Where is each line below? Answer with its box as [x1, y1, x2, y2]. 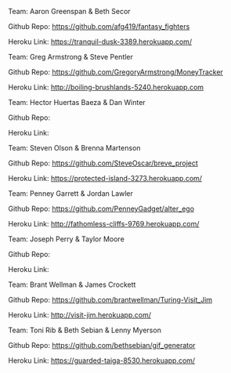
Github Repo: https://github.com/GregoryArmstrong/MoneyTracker [8, 67, 223, 77]
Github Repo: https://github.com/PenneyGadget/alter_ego [8, 204, 194, 213]
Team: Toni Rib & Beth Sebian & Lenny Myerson [8, 325, 162, 335]
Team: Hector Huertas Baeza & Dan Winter [8, 98, 146, 107]
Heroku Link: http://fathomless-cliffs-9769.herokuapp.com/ [8, 219, 200, 228]
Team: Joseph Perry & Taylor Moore [8, 234, 125, 244]
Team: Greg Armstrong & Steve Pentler [8, 53, 133, 61]
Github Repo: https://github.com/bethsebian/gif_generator [8, 341, 196, 349]
